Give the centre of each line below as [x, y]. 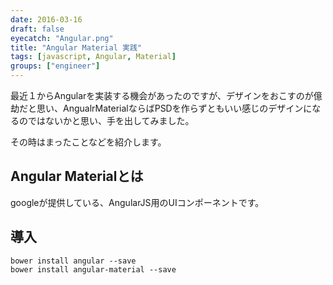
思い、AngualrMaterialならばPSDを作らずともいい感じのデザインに [174, 108]
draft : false [37, 29]
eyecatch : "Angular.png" [62, 38]
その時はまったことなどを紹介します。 [88, 142]
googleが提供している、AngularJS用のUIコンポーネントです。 [137, 202]
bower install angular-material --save [93, 269]
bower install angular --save [73, 261]
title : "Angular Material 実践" [76, 47]
